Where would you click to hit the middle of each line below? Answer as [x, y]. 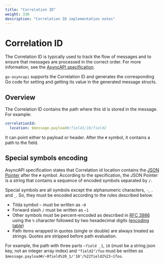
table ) [18, 225]
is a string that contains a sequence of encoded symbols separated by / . [79, 180]
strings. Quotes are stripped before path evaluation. [64, 236]
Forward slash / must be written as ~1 [50, 210]
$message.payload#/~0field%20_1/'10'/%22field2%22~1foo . [64, 256]
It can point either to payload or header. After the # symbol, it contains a [78, 137]
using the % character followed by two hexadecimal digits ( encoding [81, 220]
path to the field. [22, 143]
